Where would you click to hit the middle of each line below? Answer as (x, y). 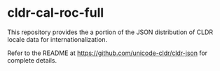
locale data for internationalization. (57, 39)
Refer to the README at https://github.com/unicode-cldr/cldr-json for (108, 53)
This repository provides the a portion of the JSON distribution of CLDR (110, 32)
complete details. (32, 60)
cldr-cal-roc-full (56, 13)
